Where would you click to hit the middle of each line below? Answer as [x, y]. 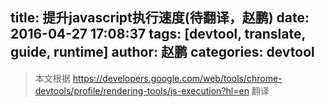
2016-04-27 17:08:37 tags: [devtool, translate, [158, 34]
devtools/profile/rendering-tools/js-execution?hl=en [142, 90]
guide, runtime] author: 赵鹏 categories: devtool [162, 52]
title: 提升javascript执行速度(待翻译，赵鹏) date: [160, 18]
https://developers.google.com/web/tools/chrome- [177, 78]
